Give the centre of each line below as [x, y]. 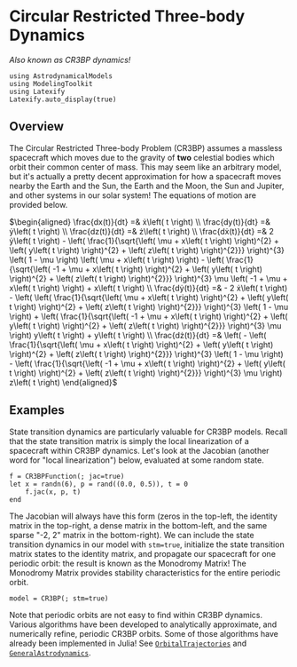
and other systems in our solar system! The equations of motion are [133, 195]
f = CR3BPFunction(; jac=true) [67, 476]
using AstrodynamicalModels [61, 76]
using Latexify [37, 91]
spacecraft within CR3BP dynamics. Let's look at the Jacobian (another [139, 450]
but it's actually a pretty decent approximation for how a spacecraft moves [145, 176]
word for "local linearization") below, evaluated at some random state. [137, 460]
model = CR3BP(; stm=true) [59, 598]
